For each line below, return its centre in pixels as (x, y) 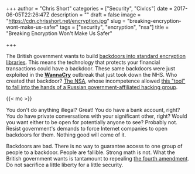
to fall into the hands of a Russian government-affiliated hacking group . (92, 87)
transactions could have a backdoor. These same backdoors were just (91, 69)
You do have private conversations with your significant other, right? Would (97, 116)
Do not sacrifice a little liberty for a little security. (65, 165)
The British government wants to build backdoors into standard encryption (96, 56)
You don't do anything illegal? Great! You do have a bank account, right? (93, 110)
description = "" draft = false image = (96, 15)
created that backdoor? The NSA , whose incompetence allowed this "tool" (96, 81)
